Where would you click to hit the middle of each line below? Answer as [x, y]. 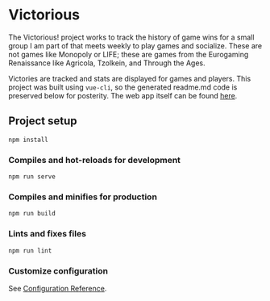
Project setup [43, 121]
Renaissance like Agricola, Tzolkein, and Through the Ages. [107, 63]
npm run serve [32, 177]
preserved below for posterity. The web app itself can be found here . [123, 95]
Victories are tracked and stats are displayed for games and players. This [130, 78]
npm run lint [30, 251]
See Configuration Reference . [58, 288]
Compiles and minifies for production [83, 197]
